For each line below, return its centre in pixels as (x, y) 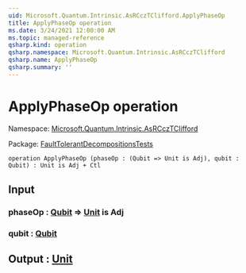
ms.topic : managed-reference (56, 38)
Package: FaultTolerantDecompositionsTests (81, 144)
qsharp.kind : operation (48, 45)
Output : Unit (40, 259)
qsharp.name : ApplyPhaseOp (53, 60)
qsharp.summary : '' (40, 67)
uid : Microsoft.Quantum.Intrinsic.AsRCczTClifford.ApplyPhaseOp (117, 15)
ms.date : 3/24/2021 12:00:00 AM (61, 30)
